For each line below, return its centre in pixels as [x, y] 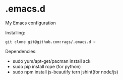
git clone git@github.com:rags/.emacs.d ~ [50, 42]
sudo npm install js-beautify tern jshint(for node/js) [65, 72]
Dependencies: [21, 51]
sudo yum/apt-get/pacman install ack [51, 61]
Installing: [15, 32]
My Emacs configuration [31, 23]
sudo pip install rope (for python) [47, 66]
